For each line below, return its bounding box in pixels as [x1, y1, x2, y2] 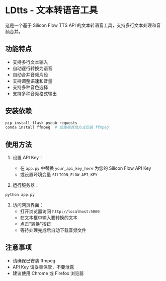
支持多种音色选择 [12, 84, 48, 90]
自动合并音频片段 [12, 72, 48, 78]
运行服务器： [12, 182, 39, 188]
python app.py [5, 192, 35, 197]
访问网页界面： [12, 202, 44, 208]
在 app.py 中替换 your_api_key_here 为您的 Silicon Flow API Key [20, 165, 151, 171]
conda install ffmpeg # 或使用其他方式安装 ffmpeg [5, 125, 109, 130]
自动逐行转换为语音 [12, 65, 53, 71]
